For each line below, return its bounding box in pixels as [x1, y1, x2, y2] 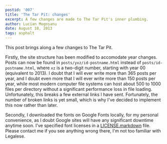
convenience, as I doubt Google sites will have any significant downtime [5, 117, 153, 123]
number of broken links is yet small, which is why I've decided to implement [5, 97, 161, 103]
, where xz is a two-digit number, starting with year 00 [34, 65, 146, 71]
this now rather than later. [5, 102, 58, 108]
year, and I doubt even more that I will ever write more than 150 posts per [5, 76, 156, 81]
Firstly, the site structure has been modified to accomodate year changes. [5, 54, 157, 60]
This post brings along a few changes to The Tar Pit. [5, 45, 113, 50]
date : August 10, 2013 [5, 26, 52, 31]
